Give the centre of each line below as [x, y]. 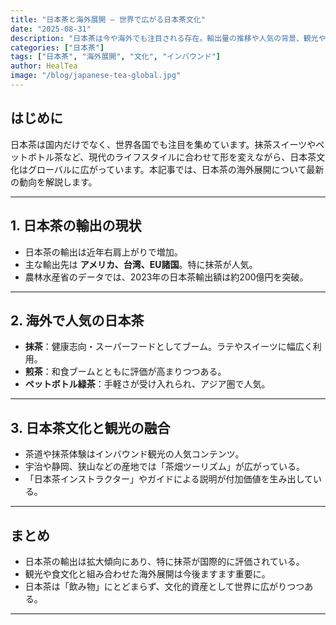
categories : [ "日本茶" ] [57, 47]
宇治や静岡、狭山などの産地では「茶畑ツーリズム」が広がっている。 [165, 467]
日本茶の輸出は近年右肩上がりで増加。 [103, 252]
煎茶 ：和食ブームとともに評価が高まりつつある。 [125, 372]
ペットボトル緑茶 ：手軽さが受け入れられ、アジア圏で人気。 [147, 384]
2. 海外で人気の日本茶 [77, 320]
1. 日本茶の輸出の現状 [76, 226]
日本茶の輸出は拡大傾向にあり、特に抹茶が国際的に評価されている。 [164, 561]
